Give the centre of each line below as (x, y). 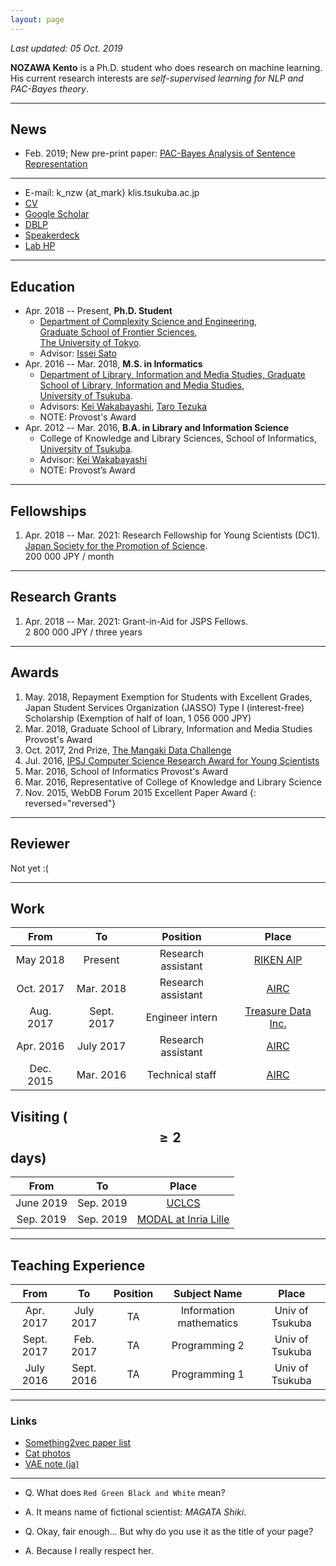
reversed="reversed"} (70, 803)
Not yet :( (29, 868)
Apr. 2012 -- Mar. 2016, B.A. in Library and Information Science (157, 428)
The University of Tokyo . (90, 343)
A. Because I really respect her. (89, 1551)
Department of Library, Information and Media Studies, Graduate (172, 375)
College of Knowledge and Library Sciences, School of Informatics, (178, 438)
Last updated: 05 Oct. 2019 (66, 48)
